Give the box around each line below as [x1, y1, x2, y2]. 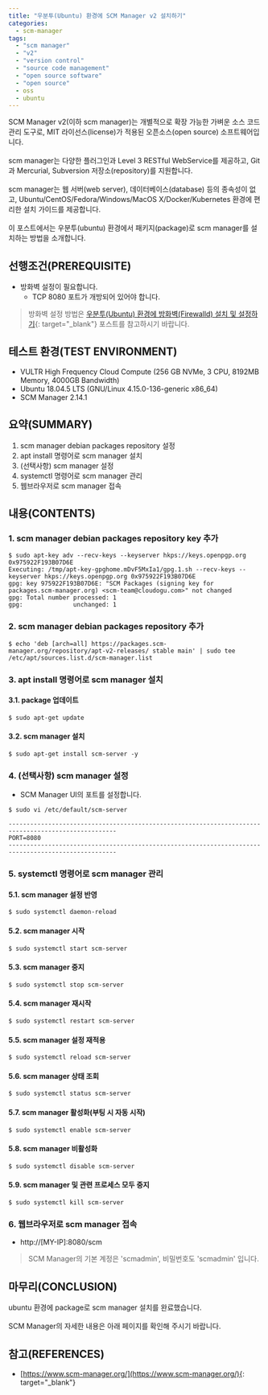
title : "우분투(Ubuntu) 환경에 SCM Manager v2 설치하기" [8, 11, 187, 20]
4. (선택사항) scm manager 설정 [8, 770, 129, 781]
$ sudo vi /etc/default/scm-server [8, 806, 128, 814]
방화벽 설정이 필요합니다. [19, 282, 98, 292]
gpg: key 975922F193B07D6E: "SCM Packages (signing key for [8, 580, 215, 588]
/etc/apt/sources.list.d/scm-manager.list [8, 653, 153, 662]
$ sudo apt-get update [8, 714, 85, 722]
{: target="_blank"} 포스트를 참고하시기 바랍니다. [35, 319, 190, 329]
